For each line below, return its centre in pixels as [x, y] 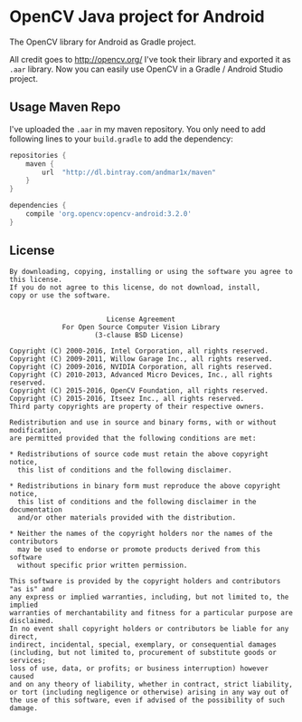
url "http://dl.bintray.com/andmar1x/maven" [129, 172]
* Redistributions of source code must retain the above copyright [139, 454]
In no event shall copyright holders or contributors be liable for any [149, 629]
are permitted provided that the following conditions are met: [133, 438]
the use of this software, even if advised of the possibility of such [147, 700]
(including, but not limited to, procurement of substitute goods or [143, 652]
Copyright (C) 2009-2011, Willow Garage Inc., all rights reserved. [141, 359]
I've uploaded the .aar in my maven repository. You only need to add [137, 129]
